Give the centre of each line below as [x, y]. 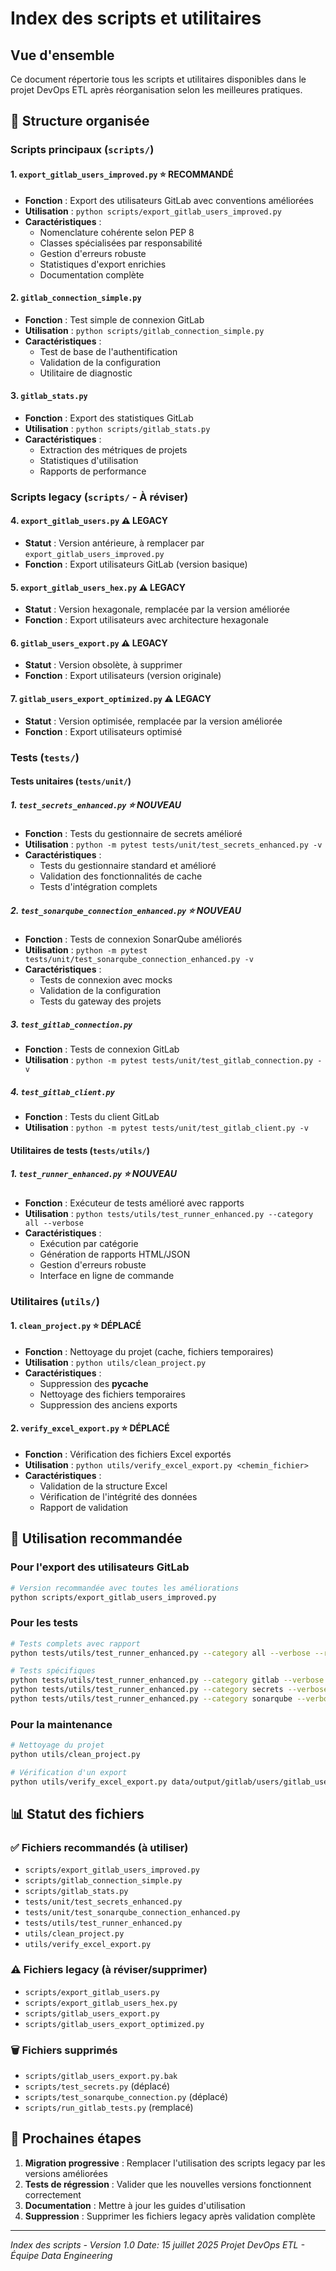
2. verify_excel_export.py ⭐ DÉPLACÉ [90, 1428]
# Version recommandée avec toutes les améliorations [125, 1588]
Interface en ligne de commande [107, 1275]
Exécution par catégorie [89, 1243]
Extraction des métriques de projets [113, 449]
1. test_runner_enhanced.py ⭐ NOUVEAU [93, 1174]
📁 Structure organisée [80, 121]
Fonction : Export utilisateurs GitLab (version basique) [136, 564]
